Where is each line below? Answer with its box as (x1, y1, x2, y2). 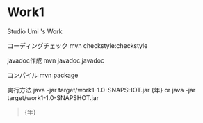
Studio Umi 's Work (7, 27, 63, 35)
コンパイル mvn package (7, 71, 79, 79)
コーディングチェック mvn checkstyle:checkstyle (7, 41, 148, 49)
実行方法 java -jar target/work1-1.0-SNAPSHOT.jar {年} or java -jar (7, 85, 196, 94)
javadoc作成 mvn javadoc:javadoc (7, 56, 105, 65)
